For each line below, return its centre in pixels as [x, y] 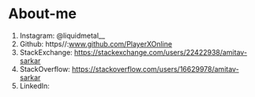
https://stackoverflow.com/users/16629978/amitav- [156, 69]
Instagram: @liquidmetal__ [62, 35]
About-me [43, 14]
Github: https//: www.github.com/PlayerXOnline [96, 43]
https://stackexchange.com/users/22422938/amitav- [160, 52]
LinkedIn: [34, 86]
